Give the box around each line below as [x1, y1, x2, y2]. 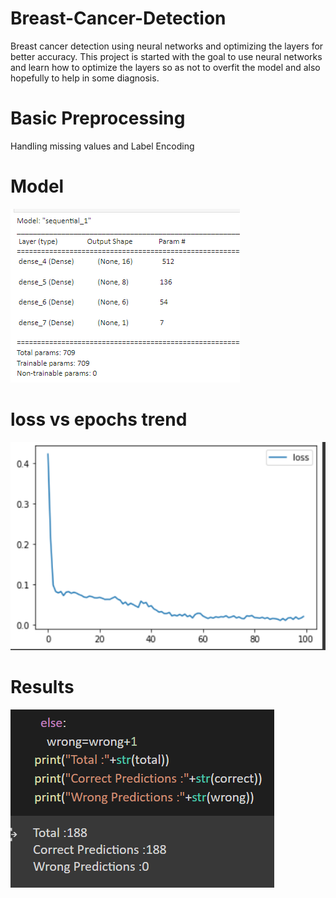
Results [10, 675, 75, 698]
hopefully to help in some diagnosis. [10, 72, 160, 84]
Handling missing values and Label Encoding [10, 140, 195, 152]
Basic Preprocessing [10, 107, 186, 130]
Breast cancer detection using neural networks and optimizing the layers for [10, 40, 324, 52]
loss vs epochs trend [10, 408, 188, 431]
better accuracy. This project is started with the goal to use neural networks [10, 50, 323, 62]
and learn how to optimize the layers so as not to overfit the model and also [10, 61, 321, 73]
